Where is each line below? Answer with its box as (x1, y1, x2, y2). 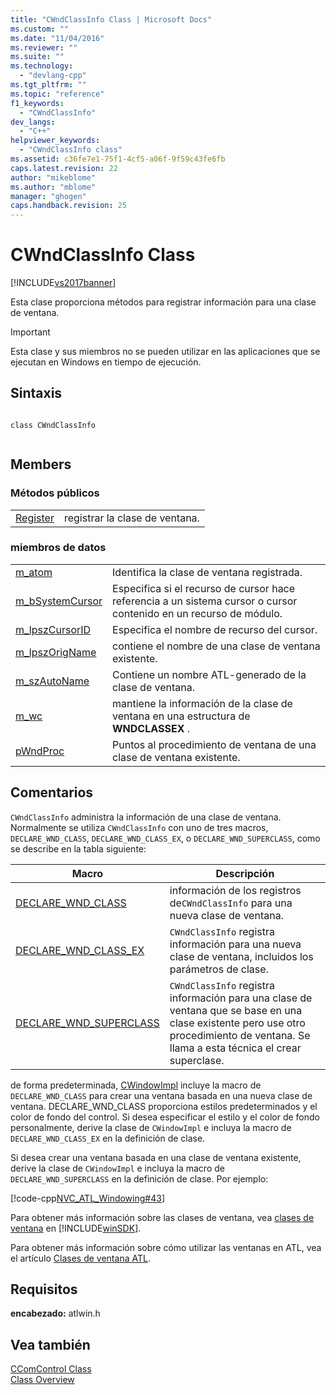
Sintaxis (10, 385, 63, 402)
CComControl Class (10, 1363, 92, 1375)
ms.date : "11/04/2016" (10, 33, 105, 43)
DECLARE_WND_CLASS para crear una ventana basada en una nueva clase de (10, 1089, 313, 1101)
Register (15, 511, 55, 525)
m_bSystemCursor (15, 594, 103, 608)
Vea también (10, 1336, 91, 1353)
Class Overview (10, 1374, 75, 1386)
